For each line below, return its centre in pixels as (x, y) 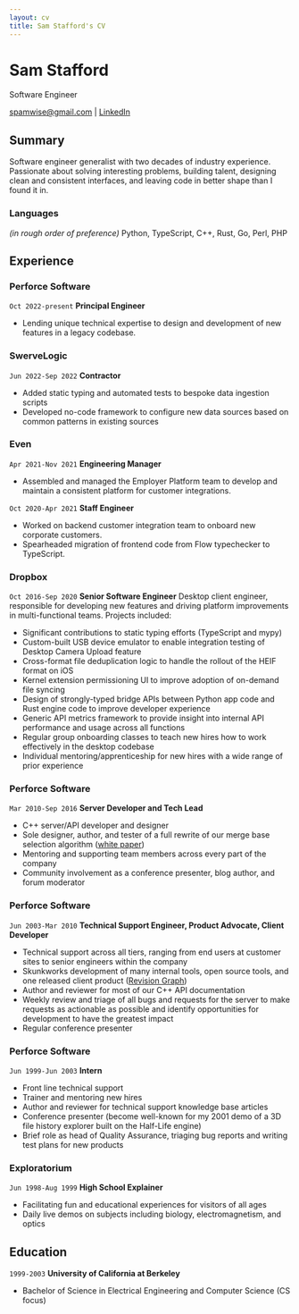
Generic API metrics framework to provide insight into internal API (143, 718)
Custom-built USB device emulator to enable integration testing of (143, 642)
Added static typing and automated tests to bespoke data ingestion (145, 392)
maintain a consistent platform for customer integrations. (127, 490)
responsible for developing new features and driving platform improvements (149, 606)
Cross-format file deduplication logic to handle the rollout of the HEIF (149, 661)
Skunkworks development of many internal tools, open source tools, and (155, 971)
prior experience (53, 766)
